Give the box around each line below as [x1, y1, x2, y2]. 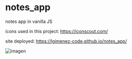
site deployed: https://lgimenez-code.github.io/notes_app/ [5, 38, 127, 44]
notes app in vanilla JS [5, 18, 53, 24]
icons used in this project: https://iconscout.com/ [5, 28, 108, 34]
